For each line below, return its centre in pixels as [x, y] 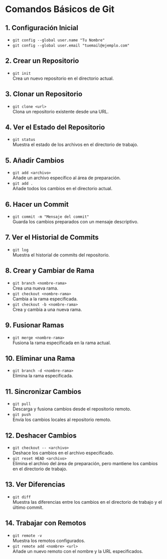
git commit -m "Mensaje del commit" [51, 217]
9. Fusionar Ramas [35, 325]
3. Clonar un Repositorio [44, 94]
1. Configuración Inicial [42, 28]
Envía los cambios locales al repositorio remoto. [62, 420]
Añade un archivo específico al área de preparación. [67, 178]
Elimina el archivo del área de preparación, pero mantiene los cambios [85, 463]
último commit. [28, 507]
